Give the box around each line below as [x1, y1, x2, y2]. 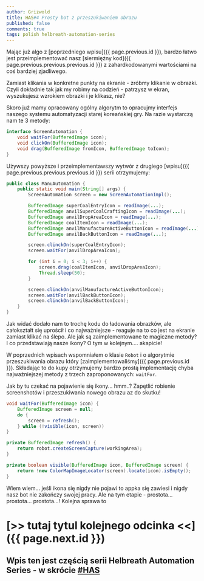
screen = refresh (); [28, 418, 80, 424]
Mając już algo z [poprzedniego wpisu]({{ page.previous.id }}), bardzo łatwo [6, 48, 197, 55]
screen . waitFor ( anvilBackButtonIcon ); [28, 292, 126, 298]
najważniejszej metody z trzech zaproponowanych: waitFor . [6, 371, 157, 377]
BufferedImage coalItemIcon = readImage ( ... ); [28, 219, 148, 225]
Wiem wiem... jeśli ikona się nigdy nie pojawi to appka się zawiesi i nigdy [6, 484, 188, 492]
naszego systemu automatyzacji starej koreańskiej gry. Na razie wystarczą [6, 111, 193, 118]
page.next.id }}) [22, 531, 105, 545]
